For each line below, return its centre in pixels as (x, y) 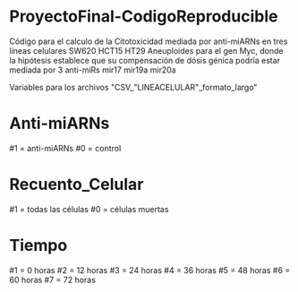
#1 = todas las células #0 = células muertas (89, 209)
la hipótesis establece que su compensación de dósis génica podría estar (145, 60)
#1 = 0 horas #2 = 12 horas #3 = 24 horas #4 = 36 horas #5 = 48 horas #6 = (150, 270)
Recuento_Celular (77, 185)
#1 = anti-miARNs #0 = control (65, 148)
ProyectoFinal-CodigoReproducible (144, 17)
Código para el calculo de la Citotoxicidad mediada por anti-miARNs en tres (149, 41)
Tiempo (38, 245)
